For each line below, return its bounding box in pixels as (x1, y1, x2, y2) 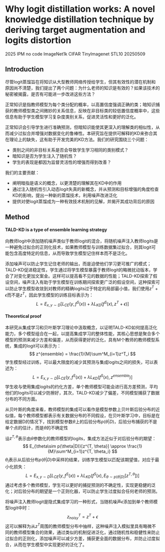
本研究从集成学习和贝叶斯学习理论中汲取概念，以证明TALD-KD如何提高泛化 (5, 325, 158, 331)
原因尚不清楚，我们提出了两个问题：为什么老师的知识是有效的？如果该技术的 (5, 85, 160, 91)
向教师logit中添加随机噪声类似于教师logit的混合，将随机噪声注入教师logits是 (5, 238, 159, 244)
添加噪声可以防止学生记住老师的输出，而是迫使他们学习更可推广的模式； (5, 261, 151, 267)
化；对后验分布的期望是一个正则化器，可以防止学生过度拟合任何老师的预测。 (5, 488, 160, 494)
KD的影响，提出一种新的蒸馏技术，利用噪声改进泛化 (12, 192, 118, 198)
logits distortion (5, 35, 71, 46)
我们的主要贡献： (5, 169, 40, 175)
